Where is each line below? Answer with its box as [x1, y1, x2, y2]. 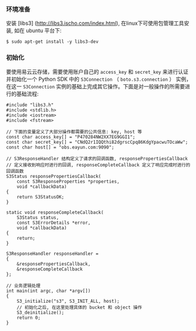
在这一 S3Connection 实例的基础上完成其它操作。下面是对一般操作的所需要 [6, 82, 185, 90]
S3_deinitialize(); [16, 309, 65, 316]
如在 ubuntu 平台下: [14, 27, 62, 34]
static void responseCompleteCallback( [6, 209, 104, 216]
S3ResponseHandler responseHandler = [6, 250, 99, 257]
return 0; [16, 315, 41, 320]
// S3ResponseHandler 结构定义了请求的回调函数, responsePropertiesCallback [6, 155, 188, 161]
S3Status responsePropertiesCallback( [6, 173, 101, 179]
